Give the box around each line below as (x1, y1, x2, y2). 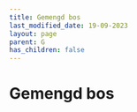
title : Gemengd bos (9, 12, 81, 22)
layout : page (9, 29, 57, 38)
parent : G (9, 37, 46, 47)
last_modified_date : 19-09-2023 (9, 21, 128, 30)
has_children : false (9, 46, 86, 55)
